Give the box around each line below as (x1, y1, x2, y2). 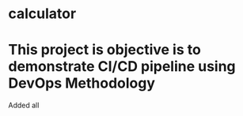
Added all (8, 100, 40, 110)
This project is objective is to (8, 41, 202, 59)
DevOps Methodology (8, 74, 156, 92)
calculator (8, 5, 77, 23)
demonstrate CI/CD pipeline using (8, 58, 236, 76)
